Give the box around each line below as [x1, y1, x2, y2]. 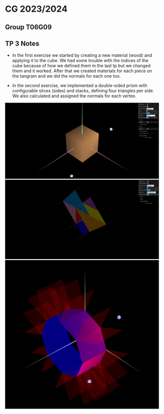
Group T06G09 [5, 23, 52, 31]
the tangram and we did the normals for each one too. [12, 73, 121, 79]
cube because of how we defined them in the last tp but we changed [12, 63, 151, 69]
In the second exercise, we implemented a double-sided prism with [12, 83, 147, 88]
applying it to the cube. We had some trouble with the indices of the [12, 58, 149, 64]
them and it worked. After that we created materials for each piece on [12, 68, 152, 74]
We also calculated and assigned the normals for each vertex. [12, 93, 137, 99]
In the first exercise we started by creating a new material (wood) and [12, 52, 152, 58]
